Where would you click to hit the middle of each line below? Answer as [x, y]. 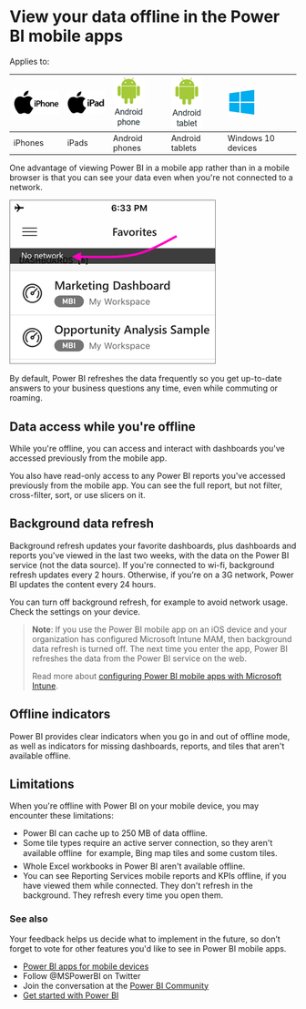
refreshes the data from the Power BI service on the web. [139, 658]
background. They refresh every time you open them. [123, 895]
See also [29, 919]
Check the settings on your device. [75, 611]
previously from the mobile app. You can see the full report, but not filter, [146, 485]
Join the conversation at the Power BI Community [116, 985]
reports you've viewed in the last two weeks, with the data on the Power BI [149, 555]
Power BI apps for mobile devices [86, 966]
